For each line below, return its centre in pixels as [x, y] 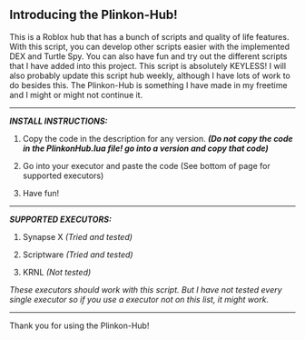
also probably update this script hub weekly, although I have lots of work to [150, 75]
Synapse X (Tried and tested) [78, 236]
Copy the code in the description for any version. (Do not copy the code [157, 138]
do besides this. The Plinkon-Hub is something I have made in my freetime [148, 85]
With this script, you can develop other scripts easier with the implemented [150, 46]
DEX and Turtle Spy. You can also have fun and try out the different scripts [148, 56]
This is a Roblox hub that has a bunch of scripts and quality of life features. [149, 36]
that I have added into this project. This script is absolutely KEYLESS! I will [148, 65]
